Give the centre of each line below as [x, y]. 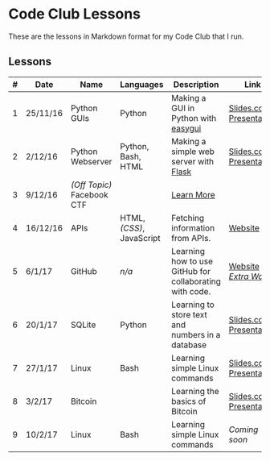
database [189, 345]
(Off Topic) [92, 185]
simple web [193, 152]
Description [196, 84]
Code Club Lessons [75, 14]
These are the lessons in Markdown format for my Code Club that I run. [126, 36]
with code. [191, 291]
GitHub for [191, 271]
